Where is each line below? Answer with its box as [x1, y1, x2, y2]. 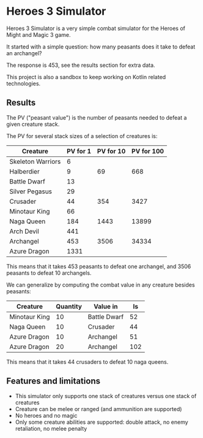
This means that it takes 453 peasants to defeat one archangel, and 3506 [6, 263, 191, 270]
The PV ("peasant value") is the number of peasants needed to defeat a [6, 113, 187, 121]
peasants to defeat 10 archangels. [6, 269, 92, 277]
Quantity [56, 302, 83, 310]
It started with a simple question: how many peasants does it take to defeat [6, 43, 196, 50]
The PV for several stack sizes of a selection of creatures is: [6, 132, 158, 139]
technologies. [6, 80, 41, 87]
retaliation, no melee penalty [15, 425, 87, 432]
